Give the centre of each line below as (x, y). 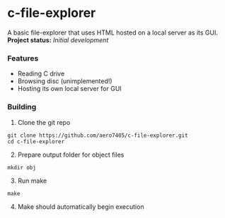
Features (23, 58)
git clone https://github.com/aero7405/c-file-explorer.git (98, 135)
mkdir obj (22, 167)
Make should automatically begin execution (81, 207)
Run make (32, 181)
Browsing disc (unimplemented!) (65, 81)
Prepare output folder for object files (71, 155)
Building (22, 107)
